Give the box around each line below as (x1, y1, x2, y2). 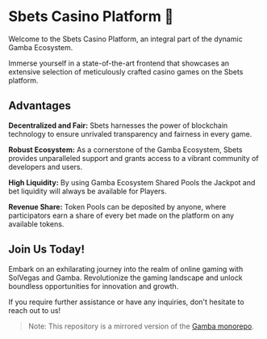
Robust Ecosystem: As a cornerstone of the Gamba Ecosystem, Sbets (8, 145, 243, 155)
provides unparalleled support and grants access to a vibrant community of (8, 153, 260, 163)
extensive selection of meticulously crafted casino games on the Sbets (8, 66, 244, 76)
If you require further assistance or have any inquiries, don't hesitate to (8, 297, 244, 307)
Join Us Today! (8, 243, 86, 256)
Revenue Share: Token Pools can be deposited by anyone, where (8, 201, 227, 211)
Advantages (8, 99, 71, 112)
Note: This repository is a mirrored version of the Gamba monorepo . (27, 321, 254, 331)
